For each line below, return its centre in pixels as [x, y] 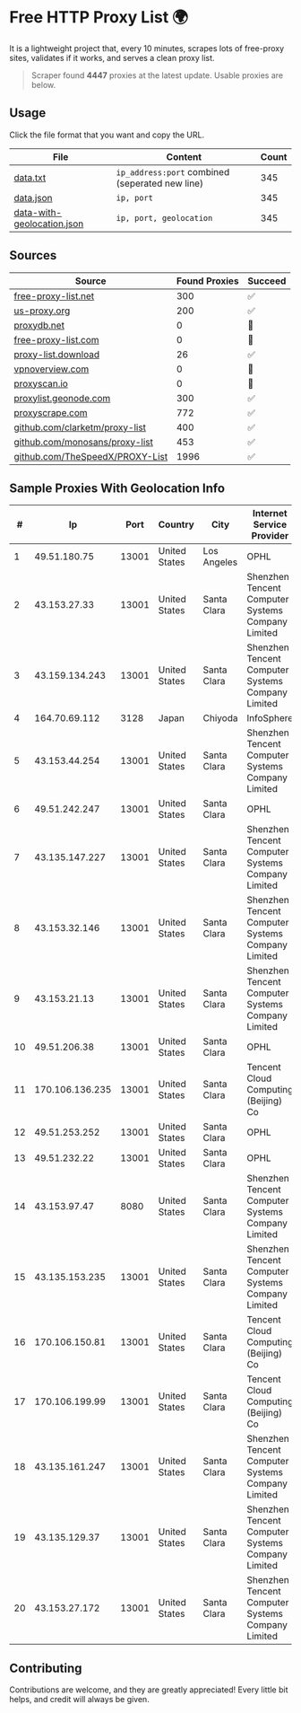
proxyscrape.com [51, 412]
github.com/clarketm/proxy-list [80, 427]
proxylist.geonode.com [62, 398]
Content [184, 156]
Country [176, 524]
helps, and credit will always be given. [79, 1700]
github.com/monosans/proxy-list [84, 442]
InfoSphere [270, 718]
